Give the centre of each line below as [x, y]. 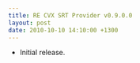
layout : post [30, 23]
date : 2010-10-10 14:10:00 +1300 [63, 30]
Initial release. [42, 53]
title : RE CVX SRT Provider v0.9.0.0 [70, 15]
